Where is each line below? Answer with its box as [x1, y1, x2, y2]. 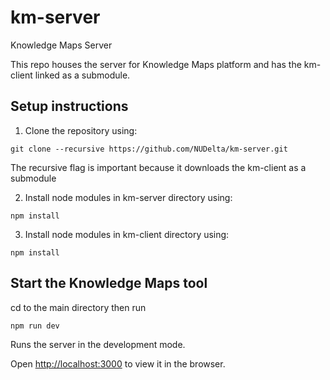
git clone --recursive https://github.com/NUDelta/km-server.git [10, 144, 288, 154]
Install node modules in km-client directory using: [24, 228, 230, 240]
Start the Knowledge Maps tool [10, 275, 208, 292]
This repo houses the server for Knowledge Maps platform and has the [10, 58, 302, 70]
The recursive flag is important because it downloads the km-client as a [10, 161, 307, 173]
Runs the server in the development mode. [10, 338, 186, 350]
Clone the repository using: [24, 124, 138, 136]
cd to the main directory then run [10, 301, 147, 313]
